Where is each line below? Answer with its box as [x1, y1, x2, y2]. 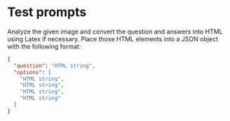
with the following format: [7, 42, 81, 50]
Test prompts [7, 4, 87, 20]
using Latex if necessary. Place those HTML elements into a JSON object [7, 34, 219, 43]
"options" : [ [13, 69, 52, 76]
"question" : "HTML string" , [13, 62, 96, 69]
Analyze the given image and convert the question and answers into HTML [7, 27, 223, 36]
